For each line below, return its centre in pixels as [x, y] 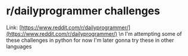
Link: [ [14, 27]
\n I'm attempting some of [151, 33]
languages [19, 46]
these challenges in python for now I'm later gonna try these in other [90, 40]
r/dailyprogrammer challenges [83, 11]
